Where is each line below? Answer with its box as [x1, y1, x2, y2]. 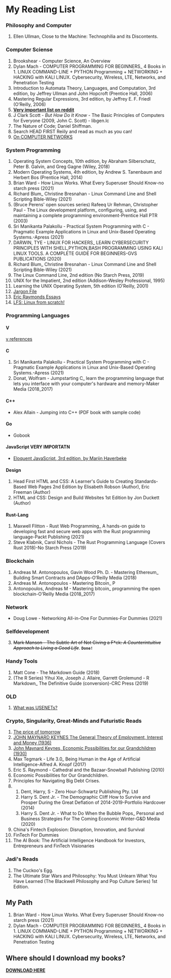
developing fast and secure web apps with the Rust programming [13, 529, 151, 535]
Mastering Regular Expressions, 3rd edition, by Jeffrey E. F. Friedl [13, 96, 151, 102]
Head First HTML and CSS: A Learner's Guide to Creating [13, 479, 134, 485]
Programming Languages [6, 312, 70, 319]
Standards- [134, 479, 158, 485]
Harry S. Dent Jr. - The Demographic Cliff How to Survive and [20, 794, 151, 800]
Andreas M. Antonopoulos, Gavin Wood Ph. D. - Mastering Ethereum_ [13, 569, 159, 575]
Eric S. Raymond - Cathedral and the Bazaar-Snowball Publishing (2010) [13, 767, 165, 773]
